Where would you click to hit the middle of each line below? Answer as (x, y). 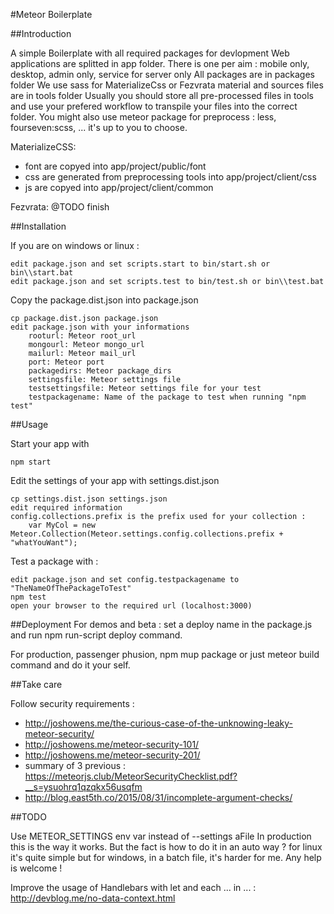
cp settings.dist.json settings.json (89, 499)
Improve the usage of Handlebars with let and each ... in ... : (133, 887)
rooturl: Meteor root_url (82, 336)
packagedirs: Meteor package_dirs (100, 371)
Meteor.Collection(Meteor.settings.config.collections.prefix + (147, 534)
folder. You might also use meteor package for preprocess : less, (143, 117)
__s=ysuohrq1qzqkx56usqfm (83, 787)
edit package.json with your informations (100, 327)
